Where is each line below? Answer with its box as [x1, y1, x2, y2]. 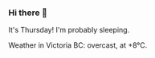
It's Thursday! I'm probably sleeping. [8, 25, 130, 35]
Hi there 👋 [8, 7, 48, 18]
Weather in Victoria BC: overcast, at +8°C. [8, 41, 148, 50]
